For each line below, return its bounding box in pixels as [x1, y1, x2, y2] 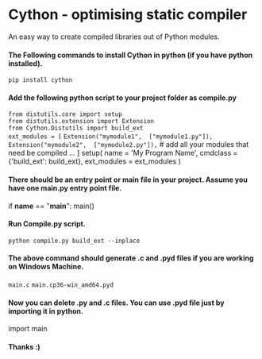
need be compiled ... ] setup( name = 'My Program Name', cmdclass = [8, 149, 238, 158]
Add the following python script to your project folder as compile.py [8, 93, 237, 102]
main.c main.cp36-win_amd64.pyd [8, 280, 114, 289]
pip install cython [8, 76, 73, 84]
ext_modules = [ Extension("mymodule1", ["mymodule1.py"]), [8, 133, 213, 141]
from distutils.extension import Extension [8, 118, 155, 125]
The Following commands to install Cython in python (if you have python [8, 50, 253, 60]
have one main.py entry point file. [8, 183, 122, 192]
